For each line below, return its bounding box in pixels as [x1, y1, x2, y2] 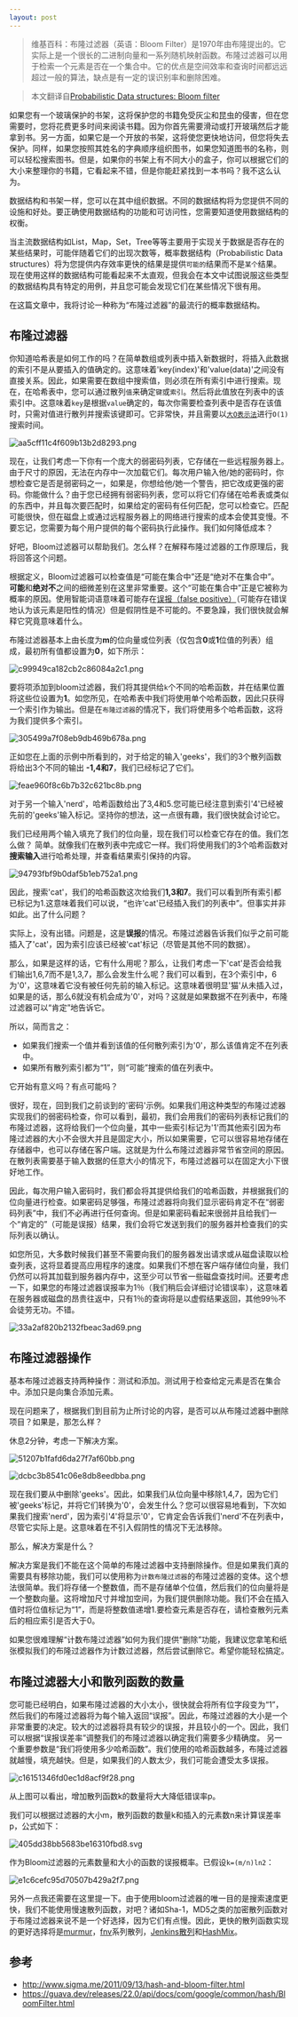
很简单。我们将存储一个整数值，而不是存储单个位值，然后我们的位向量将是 [16, 1583, 289, 1593]
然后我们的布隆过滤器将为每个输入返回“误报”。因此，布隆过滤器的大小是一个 [9, 1710, 288, 1721]
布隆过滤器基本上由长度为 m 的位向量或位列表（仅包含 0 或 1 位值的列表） [9, 634, 266, 645]
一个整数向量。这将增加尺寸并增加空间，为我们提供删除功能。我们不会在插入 [9, 1593, 289, 1604]
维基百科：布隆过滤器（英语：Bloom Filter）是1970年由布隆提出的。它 [30, 38, 286, 49]
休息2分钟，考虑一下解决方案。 [9, 1436, 123, 1447]
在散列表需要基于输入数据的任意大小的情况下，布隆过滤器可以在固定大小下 [9, 1156, 281, 1167]
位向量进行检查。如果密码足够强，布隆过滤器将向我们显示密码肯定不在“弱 [9, 1197, 278, 1208]
